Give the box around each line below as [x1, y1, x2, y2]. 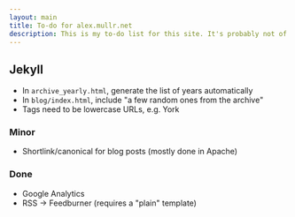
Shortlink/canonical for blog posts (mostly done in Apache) [21, 146, 237, 157]
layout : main [9, 12, 58, 22]
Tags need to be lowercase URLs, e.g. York [21, 104, 180, 115]
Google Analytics [21, 188, 85, 198]
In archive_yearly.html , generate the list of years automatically [21, 86, 253, 96]
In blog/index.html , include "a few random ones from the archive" [21, 94, 264, 106]
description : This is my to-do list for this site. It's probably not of [9, 29, 288, 38]
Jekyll [9, 62, 44, 77]
